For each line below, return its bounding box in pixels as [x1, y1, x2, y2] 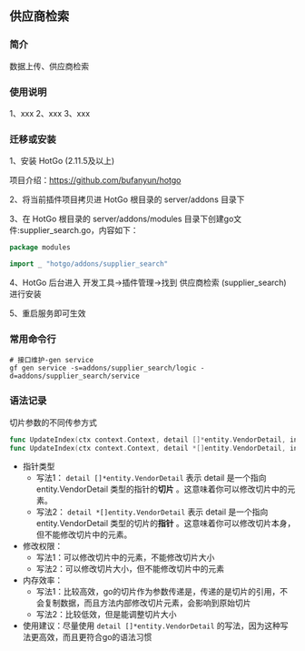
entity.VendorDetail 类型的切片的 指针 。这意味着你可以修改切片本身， [35, 518, 296, 529]
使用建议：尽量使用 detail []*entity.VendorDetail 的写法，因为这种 [22, 620, 281, 631]
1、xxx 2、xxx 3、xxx [9, 107, 91, 118]
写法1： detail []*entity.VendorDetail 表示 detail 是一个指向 [35, 473, 267, 483]
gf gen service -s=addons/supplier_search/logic [9, 363, 197, 373]
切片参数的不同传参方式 [9, 417, 97, 428]
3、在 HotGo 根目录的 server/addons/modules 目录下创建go [9, 213, 234, 225]
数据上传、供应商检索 [9, 60, 89, 71]
